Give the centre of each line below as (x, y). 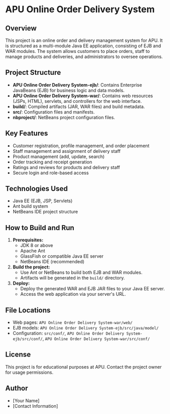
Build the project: (31, 267)
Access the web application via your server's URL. (73, 294)
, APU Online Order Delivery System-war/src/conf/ (96, 339)
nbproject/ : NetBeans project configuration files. (64, 117)
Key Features (27, 133)
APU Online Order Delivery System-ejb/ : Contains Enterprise (77, 85)
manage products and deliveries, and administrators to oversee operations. (84, 57)
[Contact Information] (35, 406)
